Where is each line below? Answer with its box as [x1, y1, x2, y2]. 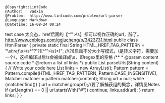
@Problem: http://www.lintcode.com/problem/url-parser [5, 13, 123, 18]
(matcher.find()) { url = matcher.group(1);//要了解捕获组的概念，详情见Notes [5, 82, 160, 87]
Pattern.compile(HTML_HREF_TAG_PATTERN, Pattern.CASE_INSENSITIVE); [5, 70, 158, 76]
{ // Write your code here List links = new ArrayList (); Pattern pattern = [5, 65, 149, 71]
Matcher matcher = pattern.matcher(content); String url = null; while [5, 76, 144, 81]
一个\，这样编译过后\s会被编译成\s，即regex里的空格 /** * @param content [5, 54, 159, 60]
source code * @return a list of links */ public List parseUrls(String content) [5, 60, 159, 65]
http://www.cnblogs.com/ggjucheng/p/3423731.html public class [5, 37, 138, 43]
